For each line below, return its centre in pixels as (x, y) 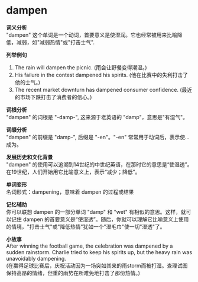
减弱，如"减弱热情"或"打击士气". (55, 42)
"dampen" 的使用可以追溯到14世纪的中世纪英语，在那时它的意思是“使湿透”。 (99, 164)
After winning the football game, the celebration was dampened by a (90, 246)
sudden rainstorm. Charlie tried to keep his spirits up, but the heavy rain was (99, 252)
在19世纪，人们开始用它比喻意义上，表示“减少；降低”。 (73, 172)
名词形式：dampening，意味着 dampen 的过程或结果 (70, 192)
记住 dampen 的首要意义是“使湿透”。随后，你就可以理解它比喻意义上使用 (100, 219)
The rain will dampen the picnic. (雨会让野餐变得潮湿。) (81, 67)
